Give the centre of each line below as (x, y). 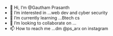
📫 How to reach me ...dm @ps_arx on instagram (59, 28)
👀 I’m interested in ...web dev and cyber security (59, 13)
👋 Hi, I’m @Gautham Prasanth (40, 8)
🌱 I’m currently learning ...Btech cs (45, 18)
